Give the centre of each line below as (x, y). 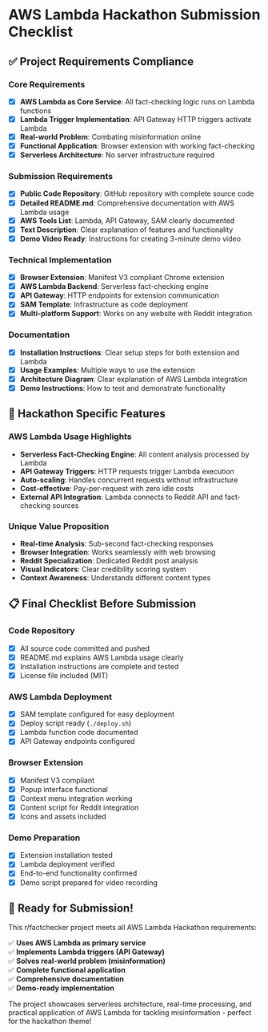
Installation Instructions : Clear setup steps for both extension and (130, 352)
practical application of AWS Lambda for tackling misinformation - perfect (130, 1013)
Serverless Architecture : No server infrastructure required (117, 155)
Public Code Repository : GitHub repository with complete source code (137, 193)
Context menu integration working (76, 798)
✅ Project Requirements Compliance (101, 61)
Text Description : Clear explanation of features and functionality (126, 230)
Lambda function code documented (79, 733)
